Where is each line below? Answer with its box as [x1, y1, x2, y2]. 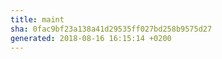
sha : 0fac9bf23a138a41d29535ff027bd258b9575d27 [10, 24, 213, 34]
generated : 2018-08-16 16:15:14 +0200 [10, 33, 172, 43]
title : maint [10, 14, 65, 25]
